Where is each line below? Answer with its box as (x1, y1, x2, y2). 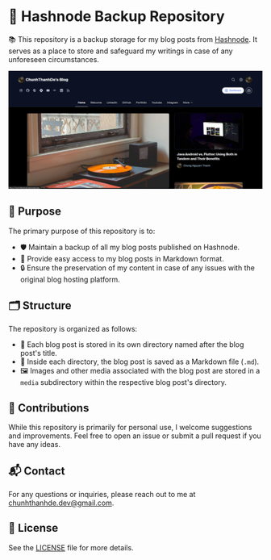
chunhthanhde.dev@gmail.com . (8, 498, 115, 508)
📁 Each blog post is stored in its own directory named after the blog (19, 340, 244, 349)
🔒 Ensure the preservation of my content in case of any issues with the (19, 262, 256, 273)
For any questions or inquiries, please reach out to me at (8, 489, 196, 499)
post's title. (19, 349, 58, 358)
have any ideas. (8, 440, 60, 449)
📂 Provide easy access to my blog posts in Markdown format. (19, 253, 224, 263)
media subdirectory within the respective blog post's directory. (19, 378, 227, 387)
